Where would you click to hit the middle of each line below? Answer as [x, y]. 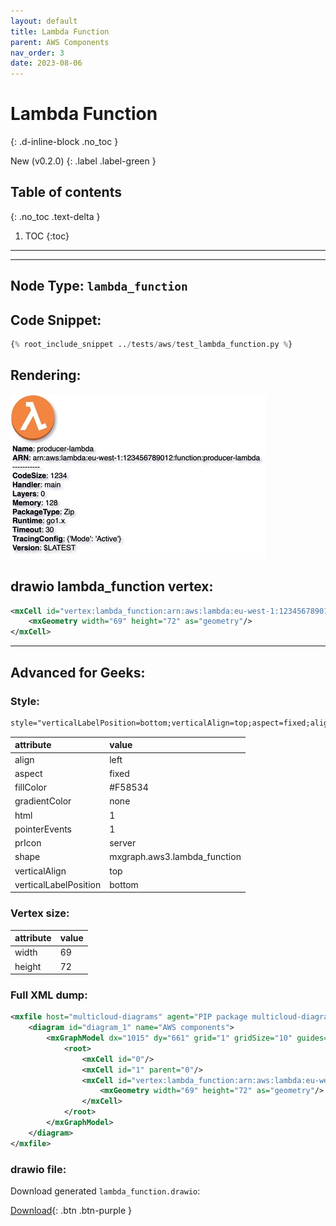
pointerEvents [43, 829]
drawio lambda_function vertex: [112, 586]
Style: [25, 701]
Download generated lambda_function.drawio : [105, 1191]
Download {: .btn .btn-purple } [71, 1211]
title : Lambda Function [60, 31]
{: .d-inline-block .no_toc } [64, 142]
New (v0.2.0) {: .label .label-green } [83, 161]
